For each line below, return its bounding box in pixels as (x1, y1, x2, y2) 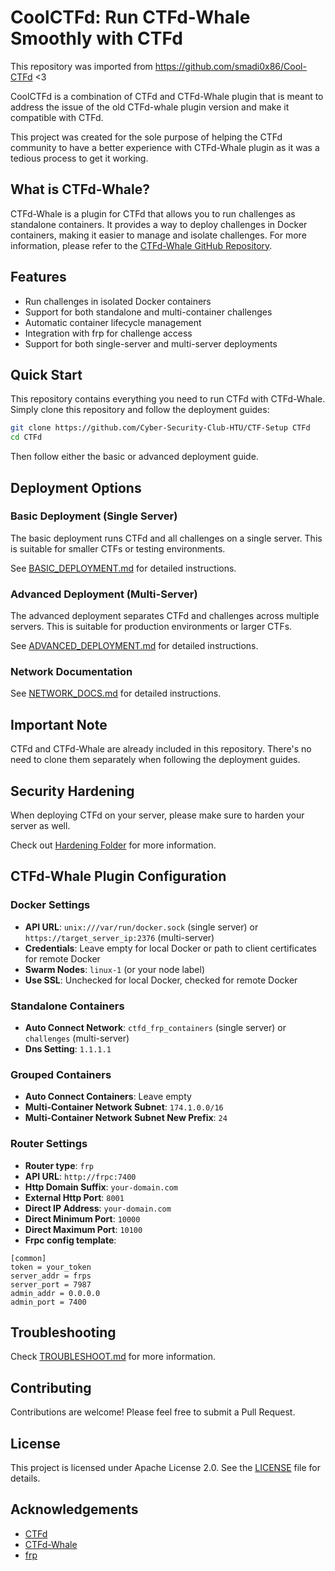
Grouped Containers (10, 1067, 112, 1081)
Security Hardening (10, 782, 135, 800)
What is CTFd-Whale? (10, 181, 150, 198)
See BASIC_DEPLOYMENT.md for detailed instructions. (10, 562, 237, 574)
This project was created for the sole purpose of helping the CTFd (10, 131, 283, 143)
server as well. (10, 820, 71, 832)
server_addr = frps (10, 1271, 92, 1281)
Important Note (10, 716, 108, 733)
